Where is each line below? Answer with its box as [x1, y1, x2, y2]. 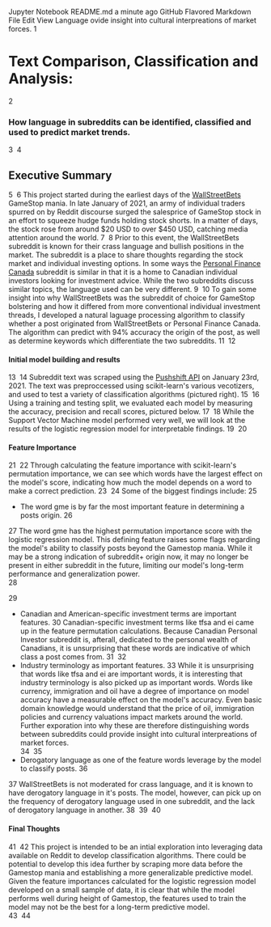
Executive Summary [8, 168, 112, 182]
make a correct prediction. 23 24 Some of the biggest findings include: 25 [8, 486, 257, 496]
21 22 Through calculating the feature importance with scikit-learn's [8, 460, 237, 470]
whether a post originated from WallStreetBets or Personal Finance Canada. [8, 319, 261, 328]
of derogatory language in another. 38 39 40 [8, 805, 161, 815]
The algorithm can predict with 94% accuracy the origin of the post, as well [8, 328, 260, 337]
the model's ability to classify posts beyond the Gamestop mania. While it [8, 544, 253, 553]
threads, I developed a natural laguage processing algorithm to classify [8, 311, 245, 320]
